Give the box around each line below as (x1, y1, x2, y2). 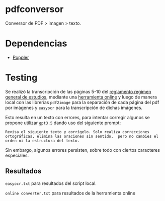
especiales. (5, 152, 29, 158)
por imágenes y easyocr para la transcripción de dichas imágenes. (5, 105, 142, 111)
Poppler (12, 54, 29, 60)
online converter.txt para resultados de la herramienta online (5, 190, 136, 196)
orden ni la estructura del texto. (5, 138, 80, 143)
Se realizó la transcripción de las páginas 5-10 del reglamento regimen (5, 88, 151, 94)
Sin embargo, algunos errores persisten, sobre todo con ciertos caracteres (5, 147, 160, 153)
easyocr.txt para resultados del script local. (5, 180, 97, 186)
